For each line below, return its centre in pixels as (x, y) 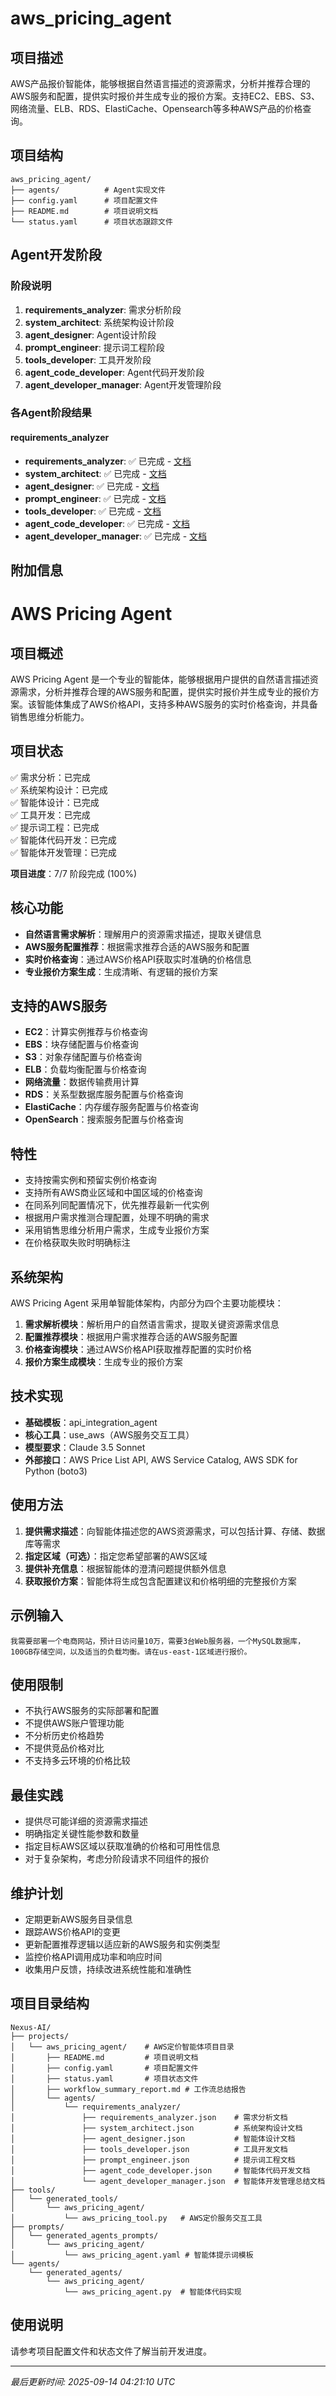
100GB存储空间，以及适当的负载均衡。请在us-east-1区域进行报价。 (131, 1652)
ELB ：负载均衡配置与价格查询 (85, 1069)
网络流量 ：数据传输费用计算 (82, 1082)
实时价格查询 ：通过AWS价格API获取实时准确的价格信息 (138, 959)
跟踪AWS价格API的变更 (72, 1931)
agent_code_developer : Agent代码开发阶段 (114, 372)
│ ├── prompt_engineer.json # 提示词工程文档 (153, 2160)
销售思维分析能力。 (50, 717)
